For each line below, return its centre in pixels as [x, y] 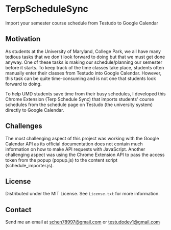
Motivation [23, 39]
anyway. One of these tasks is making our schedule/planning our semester [84, 62]
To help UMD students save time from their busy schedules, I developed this [86, 94]
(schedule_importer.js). [30, 165]
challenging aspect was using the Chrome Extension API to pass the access [85, 155]
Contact [18, 210]
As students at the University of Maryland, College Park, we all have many [83, 51]
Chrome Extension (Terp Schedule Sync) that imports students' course [80, 99]
